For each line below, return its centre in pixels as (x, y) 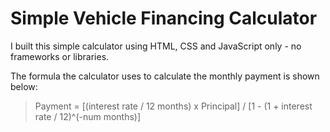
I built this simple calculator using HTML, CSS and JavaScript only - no (156, 46)
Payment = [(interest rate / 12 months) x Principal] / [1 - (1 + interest (173, 106)
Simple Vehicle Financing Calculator (164, 18)
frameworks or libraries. (60, 56)
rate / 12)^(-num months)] (88, 116)
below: (24, 86)
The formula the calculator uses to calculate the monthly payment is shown (165, 76)
